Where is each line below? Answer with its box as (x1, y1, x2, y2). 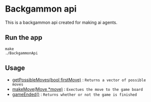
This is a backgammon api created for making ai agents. (5, 19, 118, 25)
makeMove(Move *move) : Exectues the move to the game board (12, 86, 143, 92)
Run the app (5, 34, 42, 42)
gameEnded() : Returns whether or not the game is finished (12, 91, 137, 97)
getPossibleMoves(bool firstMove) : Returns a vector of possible (12, 77, 146, 83)
